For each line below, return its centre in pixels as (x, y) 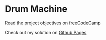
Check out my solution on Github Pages (46, 32)
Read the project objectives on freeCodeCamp (53, 23)
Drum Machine (36, 9)
